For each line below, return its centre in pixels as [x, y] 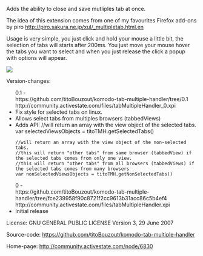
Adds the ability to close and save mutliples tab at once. [76, 9]
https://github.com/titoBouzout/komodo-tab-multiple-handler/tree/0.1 [101, 99]
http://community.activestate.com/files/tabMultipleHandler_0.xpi [95, 106]
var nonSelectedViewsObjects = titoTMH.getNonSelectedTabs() [94, 174]
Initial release [32, 211]
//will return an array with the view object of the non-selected [101, 142]
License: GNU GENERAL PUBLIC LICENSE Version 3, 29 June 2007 [90, 223]
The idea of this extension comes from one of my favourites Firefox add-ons [101, 20]
